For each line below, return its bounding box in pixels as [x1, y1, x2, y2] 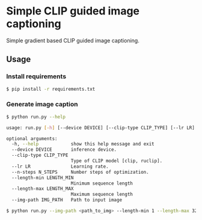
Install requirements [6, 72, 67, 81]
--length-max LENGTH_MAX [11, 186, 74, 192]
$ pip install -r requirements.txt [6, 86, 96, 92]
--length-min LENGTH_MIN [11, 174, 74, 181]
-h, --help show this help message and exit [11, 141, 155, 147]
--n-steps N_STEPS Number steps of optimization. [11, 169, 149, 175]
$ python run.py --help [6, 114, 66, 120]
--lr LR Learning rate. [11, 163, 109, 170]
